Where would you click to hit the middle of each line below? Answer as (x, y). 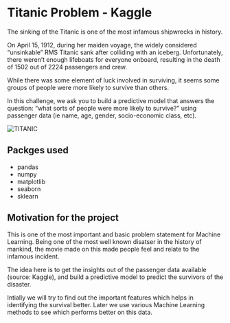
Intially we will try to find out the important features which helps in (100, 298)
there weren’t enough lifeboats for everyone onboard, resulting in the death (114, 59)
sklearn (28, 196)
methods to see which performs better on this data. (80, 312)
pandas (28, 167)
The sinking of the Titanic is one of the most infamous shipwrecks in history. (115, 32)
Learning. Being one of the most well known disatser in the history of (104, 241)
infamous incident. (33, 256)
